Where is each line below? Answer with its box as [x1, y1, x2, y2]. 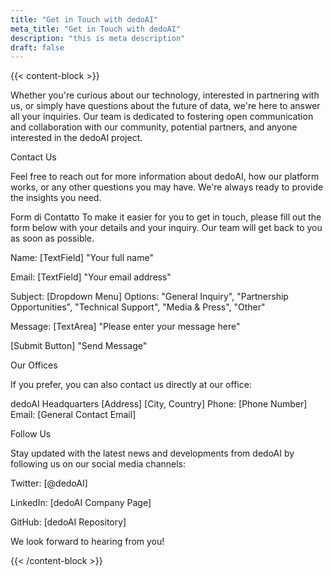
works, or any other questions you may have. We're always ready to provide [10, 181, 324, 193]
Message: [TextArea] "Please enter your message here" [10, 321, 241, 333]
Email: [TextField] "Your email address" [10, 271, 172, 283]
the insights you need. [10, 192, 102, 204]
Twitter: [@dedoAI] [10, 477, 88, 490]
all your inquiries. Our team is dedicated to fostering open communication [10, 111, 314, 123]
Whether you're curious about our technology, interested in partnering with [10, 89, 320, 101]
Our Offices [10, 359, 58, 371]
